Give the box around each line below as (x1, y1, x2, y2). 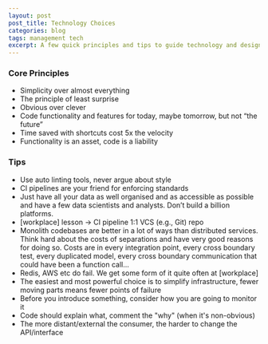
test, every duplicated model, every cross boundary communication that (19, 251, 258, 260)
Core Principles (8, 68, 69, 79)
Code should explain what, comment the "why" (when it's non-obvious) (19, 310, 255, 320)
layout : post (8, 11, 52, 20)
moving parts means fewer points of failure (19, 285, 162, 295)
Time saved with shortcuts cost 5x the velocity (19, 129, 174, 138)
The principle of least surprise (19, 94, 120, 104)
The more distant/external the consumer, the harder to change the (19, 318, 238, 328)
